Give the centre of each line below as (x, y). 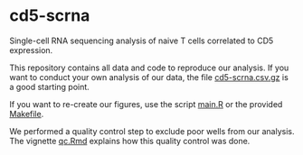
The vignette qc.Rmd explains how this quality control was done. (130, 141)
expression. (31, 50)
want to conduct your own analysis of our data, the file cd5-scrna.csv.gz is (149, 77)
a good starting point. (50, 87)
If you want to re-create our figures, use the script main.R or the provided (146, 104)
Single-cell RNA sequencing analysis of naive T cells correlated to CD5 (142, 41)
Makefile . (27, 114)
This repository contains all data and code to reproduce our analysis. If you (149, 68)
